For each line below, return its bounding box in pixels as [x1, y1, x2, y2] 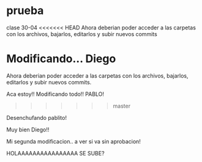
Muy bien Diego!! [6, 126, 50, 133]
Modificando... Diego [6, 52, 116, 66]
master [113, 102, 130, 109]
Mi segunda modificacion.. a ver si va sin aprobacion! [6, 138, 141, 145]
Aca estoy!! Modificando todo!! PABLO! [6, 90, 105, 98]
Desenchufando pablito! [6, 114, 67, 121]
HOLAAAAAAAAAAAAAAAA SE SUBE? [6, 149, 105, 156]
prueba [6, 4, 44, 18]
